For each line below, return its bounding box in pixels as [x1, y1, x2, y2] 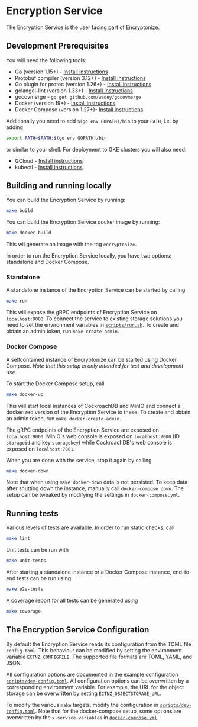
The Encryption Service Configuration [6, 625, 150, 635]
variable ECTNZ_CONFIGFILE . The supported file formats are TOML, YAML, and [6, 653, 192, 660]
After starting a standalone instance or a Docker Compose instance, [6, 568, 171, 575]
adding [6, 123, 24, 131]
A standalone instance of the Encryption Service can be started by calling [6, 287, 186, 294]
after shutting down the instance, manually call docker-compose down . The [6, 485, 184, 492]
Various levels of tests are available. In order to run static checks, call [6, 524, 175, 531]
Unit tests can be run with [6, 546, 69, 554]
